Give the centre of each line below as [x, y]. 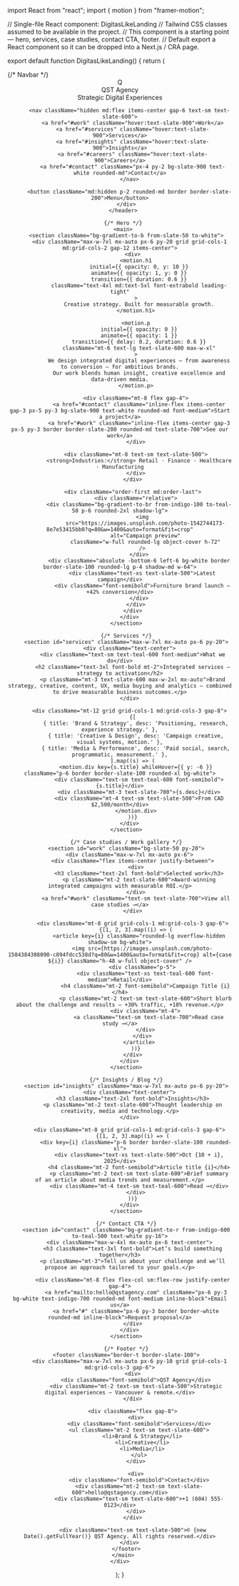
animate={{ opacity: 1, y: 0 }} [139, 273]
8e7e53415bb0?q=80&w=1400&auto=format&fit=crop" [120, 530]
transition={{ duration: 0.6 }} [139, 279]
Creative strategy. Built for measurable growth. [139, 304]
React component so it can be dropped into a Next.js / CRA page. [103, 47]
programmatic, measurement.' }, [120, 755]
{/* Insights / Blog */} [126, 1080]
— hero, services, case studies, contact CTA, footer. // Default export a [112, 39]
